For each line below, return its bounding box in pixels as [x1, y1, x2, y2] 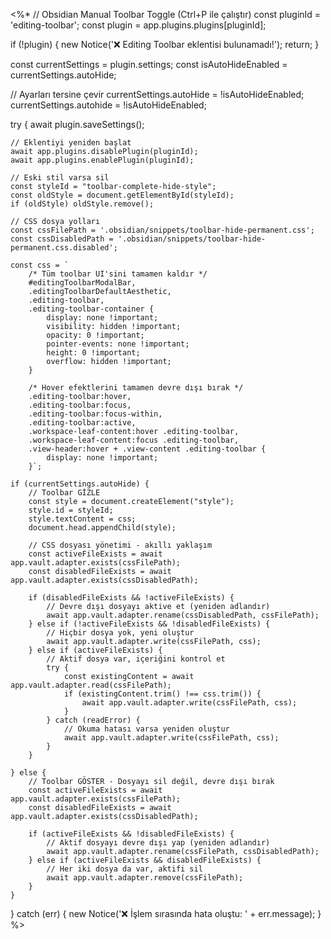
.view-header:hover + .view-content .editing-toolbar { [28, 444, 267, 454]
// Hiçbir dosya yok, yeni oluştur [46, 628, 195, 638]
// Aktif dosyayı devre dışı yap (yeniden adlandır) [46, 838, 271, 848]
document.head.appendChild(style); [28, 523, 177, 533]
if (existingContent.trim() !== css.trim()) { [63, 689, 262, 699]
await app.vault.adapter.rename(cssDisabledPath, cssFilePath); [46, 610, 320, 620]
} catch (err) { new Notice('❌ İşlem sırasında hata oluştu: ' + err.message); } [10, 908, 322, 919]
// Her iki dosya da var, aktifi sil [46, 864, 203, 874]
